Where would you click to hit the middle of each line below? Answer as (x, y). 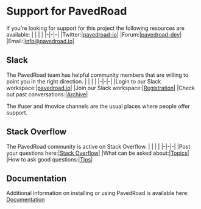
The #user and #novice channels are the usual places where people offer (98, 106)
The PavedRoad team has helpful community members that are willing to (97, 75)
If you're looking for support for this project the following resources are (95, 28)
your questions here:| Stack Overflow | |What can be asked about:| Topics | (98, 153)
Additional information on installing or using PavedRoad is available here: (97, 193)
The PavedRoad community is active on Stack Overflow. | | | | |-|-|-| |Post (98, 146)
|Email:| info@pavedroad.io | (41, 41)
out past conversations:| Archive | (47, 94)
